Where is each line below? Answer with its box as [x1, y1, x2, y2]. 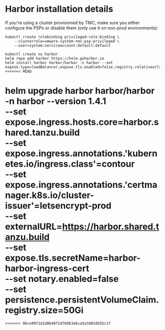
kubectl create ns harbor [5, 52, 58, 57]
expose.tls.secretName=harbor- [5, 252, 141, 264]
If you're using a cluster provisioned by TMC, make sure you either [5, 20, 140, 26]
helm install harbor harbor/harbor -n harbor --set [5, 60, 113, 65]
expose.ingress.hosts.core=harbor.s [5, 117, 159, 128]
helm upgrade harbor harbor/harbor [5, 85, 155, 96]
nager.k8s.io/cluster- [5, 190, 94, 201]
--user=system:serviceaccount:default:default [14, 43, 111, 48]
